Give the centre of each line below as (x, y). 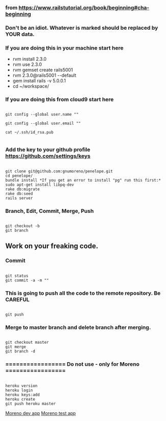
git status (17, 276)
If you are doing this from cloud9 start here (60, 100)
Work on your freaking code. (52, 246)
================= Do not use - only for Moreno (72, 364)
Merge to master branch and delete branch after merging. (78, 327)
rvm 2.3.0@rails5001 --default (44, 75)
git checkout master (27, 342)
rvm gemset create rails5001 (43, 70)
